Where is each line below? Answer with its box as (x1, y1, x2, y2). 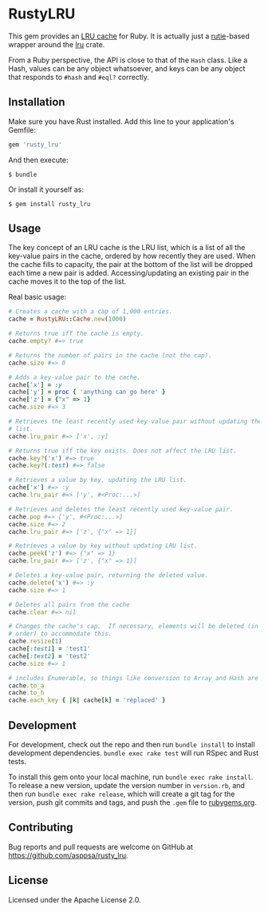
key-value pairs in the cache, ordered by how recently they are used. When (8, 251, 256, 261)
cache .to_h (8, 689, 45, 697)
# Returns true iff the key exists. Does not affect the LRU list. (8, 447, 238, 455)
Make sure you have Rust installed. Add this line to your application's (8, 117, 235, 126)
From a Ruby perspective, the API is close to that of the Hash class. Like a (8, 55, 248, 65)
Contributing (8, 821, 73, 834)
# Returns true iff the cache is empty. (8, 329, 145, 338)
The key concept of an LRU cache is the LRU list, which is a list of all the (8, 243, 246, 253)
